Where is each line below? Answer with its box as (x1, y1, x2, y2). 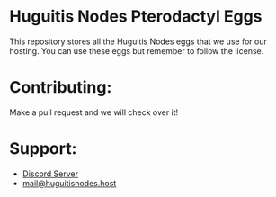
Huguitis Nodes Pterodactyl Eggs (9, 6, 263, 27)
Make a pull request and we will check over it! (9, 106, 179, 118)
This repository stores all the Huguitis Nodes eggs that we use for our (9, 36, 267, 47)
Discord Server (22, 168, 79, 179)
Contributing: (9, 77, 112, 98)
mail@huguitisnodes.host (22, 177, 117, 188)
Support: (9, 139, 77, 159)
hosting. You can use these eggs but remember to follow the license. (9, 45, 264, 56)
